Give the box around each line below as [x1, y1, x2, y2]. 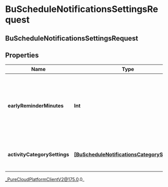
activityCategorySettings [7, 151, 69, 158]
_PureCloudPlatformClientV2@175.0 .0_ [5, 176, 84, 182]
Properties [5, 51, 39, 59]
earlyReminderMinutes [7, 102, 64, 109]
